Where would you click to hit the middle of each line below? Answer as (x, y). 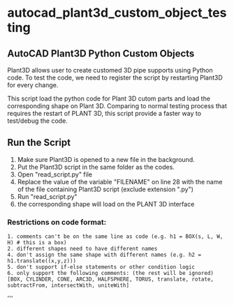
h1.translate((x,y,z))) (42, 261)
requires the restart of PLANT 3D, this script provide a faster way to (104, 113)
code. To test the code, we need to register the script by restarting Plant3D (115, 77)
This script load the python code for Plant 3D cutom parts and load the (109, 98)
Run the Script (39, 143)
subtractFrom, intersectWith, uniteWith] (68, 285)
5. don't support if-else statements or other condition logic (101, 267)
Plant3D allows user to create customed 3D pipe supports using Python (110, 70)
